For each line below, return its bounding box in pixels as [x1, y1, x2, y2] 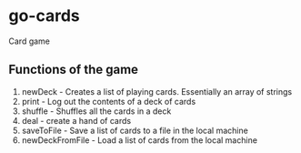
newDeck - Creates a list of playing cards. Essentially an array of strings [21, 86, 293, 97]
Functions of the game [8, 62, 138, 77]
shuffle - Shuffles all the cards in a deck [21, 106, 172, 117]
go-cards [8, 5, 81, 26]
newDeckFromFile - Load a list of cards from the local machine [21, 134, 258, 146]
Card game [8, 36, 51, 46]
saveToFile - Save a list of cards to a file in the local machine [21, 125, 249, 136]
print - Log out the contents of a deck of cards [21, 96, 196, 107]
